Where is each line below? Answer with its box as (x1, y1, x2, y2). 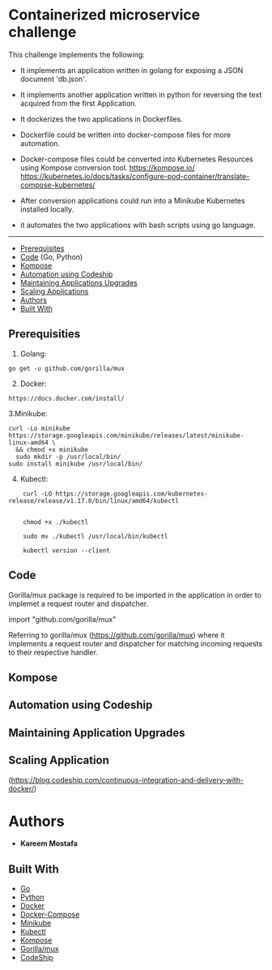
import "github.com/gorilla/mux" (8, 614, 117, 624)
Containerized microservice (8, 6, 201, 24)
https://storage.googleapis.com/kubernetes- (55, 489, 208, 498)
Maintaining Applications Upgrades (19, 277, 138, 287)
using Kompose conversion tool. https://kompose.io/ (19, 162, 196, 172)
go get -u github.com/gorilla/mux (8, 364, 125, 372)
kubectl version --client (23, 546, 111, 555)
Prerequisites (19, 243, 65, 253)
